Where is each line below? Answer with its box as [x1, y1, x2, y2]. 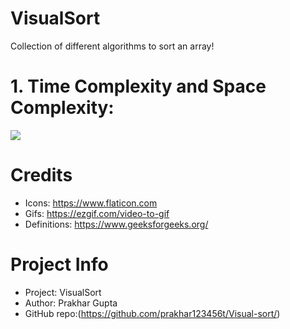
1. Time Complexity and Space [10, 75, 267, 98]
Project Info [10, 253, 109, 276]
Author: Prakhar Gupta [24, 297, 118, 309]
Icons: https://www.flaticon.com [24, 197, 158, 209]
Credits [10, 164, 73, 187]
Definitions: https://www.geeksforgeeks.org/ [24, 218, 209, 230]
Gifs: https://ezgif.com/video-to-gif [24, 207, 170, 219]
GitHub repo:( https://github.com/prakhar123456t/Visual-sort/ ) [24, 307, 281, 319]
